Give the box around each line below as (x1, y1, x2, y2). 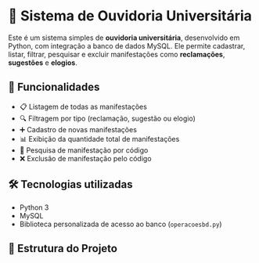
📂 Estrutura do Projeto (8, 242, 117, 255)
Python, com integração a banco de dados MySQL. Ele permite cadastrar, (8, 41, 246, 50)
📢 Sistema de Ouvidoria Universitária (8, 7, 253, 25)
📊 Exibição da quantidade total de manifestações (19, 134, 180, 143)
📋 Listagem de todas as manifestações (19, 102, 147, 111)
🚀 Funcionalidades (8, 81, 100, 94)
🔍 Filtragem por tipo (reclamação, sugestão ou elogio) (19, 113, 196, 123)
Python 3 (19, 203, 49, 212)
